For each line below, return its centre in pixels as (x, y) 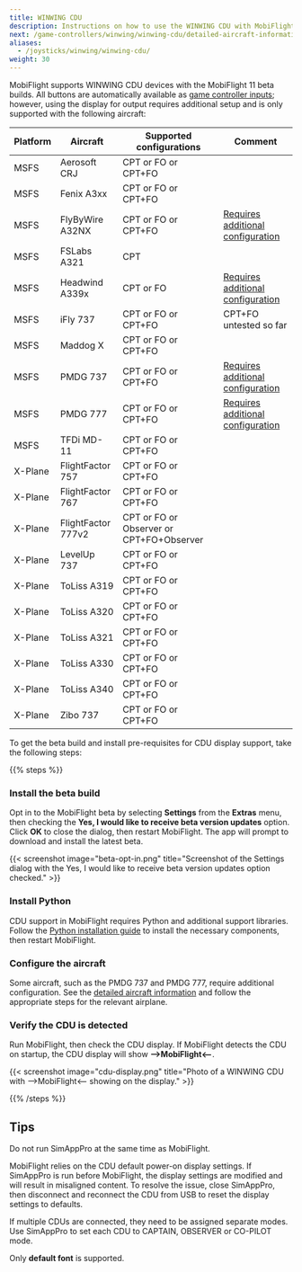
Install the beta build (55, 793)
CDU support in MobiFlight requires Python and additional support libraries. (149, 921)
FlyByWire (82, 219)
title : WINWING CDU (46, 18)
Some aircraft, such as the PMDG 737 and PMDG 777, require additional (142, 983)
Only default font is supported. (67, 1258)
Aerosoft (78, 162)
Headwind (81, 282)
